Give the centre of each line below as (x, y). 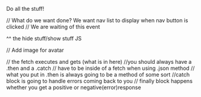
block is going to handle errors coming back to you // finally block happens (100, 81)
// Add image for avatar (35, 50)
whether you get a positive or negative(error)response (74, 87)
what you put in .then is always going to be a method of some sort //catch (98, 74)
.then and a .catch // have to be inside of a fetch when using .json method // (101, 68)
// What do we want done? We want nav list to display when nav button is (97, 20)
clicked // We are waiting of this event (53, 27)
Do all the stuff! (25, 9)
